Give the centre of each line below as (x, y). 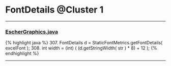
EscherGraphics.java (32, 32)
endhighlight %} (22, 53)
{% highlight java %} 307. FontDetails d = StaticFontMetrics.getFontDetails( (84, 43)
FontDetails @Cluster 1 (54, 10)
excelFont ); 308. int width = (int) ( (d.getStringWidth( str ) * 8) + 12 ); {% (81, 48)
